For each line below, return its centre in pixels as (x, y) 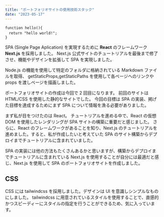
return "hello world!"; (33, 33)
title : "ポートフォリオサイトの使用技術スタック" (50, 10)
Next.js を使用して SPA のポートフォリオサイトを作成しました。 (78, 163)
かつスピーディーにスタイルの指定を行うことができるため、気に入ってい (78, 204)
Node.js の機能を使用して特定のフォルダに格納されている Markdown (74, 70)
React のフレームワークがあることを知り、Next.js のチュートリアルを (88, 128)
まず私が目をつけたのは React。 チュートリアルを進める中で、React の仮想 (81, 115)
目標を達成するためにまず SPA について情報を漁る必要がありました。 (79, 105)
